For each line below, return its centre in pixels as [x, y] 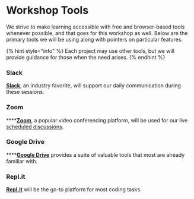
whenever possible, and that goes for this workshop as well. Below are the [97, 33]
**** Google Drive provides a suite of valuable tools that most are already [96, 154]
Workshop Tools [47, 10]
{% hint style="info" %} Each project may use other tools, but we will [90, 50]
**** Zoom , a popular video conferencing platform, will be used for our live [97, 120]
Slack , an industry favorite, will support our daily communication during [93, 86]
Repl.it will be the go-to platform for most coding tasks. [74, 189]
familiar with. [22, 161]
